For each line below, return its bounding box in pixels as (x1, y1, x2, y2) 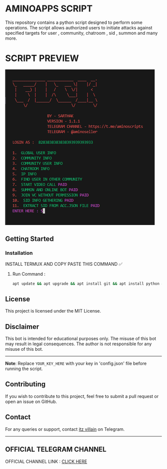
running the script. (5, 366, 43, 372)
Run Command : (12, 271, 46, 277)
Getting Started (5, 234, 54, 243)
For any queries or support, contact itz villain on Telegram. (5, 426, 125, 432)
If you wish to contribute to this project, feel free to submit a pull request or (5, 393, 159, 399)
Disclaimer (5, 322, 39, 331)
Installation (5, 249, 33, 256)
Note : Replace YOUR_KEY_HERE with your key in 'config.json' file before (5, 361, 147, 367)
